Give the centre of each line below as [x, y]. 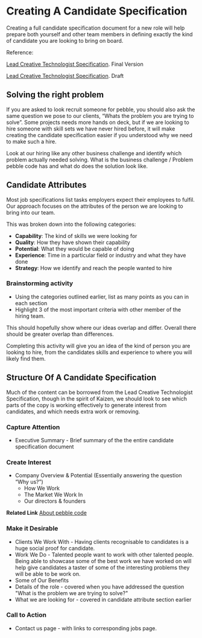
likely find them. [26, 358]
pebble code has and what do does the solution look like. [77, 166]
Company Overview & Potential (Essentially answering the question [98, 475]
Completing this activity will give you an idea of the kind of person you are [98, 346]
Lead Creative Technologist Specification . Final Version [75, 64]
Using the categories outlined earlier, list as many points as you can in [102, 297]
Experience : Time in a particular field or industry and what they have [100, 255]
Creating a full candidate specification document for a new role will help [96, 28]
